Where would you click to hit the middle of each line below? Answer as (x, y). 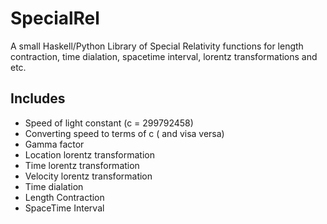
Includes (38, 98)
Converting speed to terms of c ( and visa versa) (124, 133)
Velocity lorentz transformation (88, 176)
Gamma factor (54, 144)
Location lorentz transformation (89, 154)
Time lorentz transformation (82, 165)
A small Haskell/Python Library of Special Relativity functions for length (157, 46)
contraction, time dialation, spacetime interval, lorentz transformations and (164, 56)
